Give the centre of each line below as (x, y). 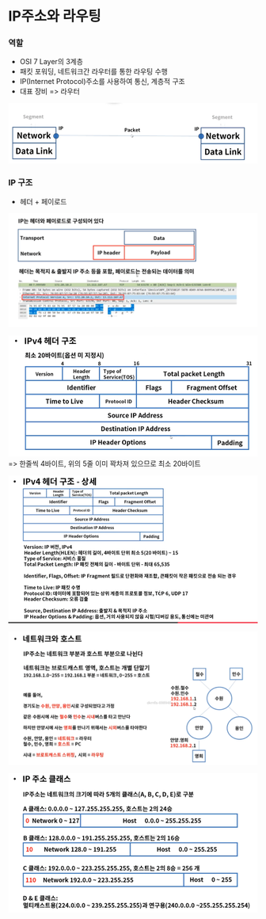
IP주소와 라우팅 (55, 16)
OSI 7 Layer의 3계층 (51, 62)
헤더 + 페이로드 (43, 201)
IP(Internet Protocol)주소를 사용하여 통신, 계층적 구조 (102, 82)
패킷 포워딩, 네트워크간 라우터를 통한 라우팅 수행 (93, 71)
